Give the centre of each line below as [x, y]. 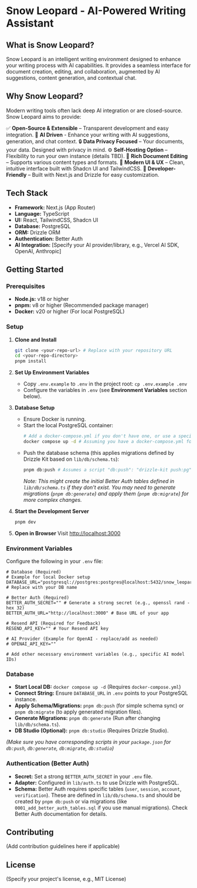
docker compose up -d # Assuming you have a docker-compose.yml [103, 442]
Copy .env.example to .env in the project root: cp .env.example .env [105, 384]
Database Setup [35, 408]
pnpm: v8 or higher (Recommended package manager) [81, 305]
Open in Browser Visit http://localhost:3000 [67, 533]
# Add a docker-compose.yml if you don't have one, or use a [99, 436]
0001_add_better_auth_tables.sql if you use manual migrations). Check [101, 807]
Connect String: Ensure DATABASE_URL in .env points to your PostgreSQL [101, 693]
